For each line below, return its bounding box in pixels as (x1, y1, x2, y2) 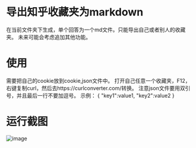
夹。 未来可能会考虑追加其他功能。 (6, 33, 91, 40)
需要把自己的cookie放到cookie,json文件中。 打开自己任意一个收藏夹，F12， (6, 77, 191, 84)
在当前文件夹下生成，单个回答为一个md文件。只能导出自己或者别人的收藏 (6, 26, 186, 33)
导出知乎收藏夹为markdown (6, 5, 144, 19)
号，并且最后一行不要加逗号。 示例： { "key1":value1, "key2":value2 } (6, 92, 175, 99)
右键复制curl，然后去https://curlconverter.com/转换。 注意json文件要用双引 (6, 84, 191, 92)
